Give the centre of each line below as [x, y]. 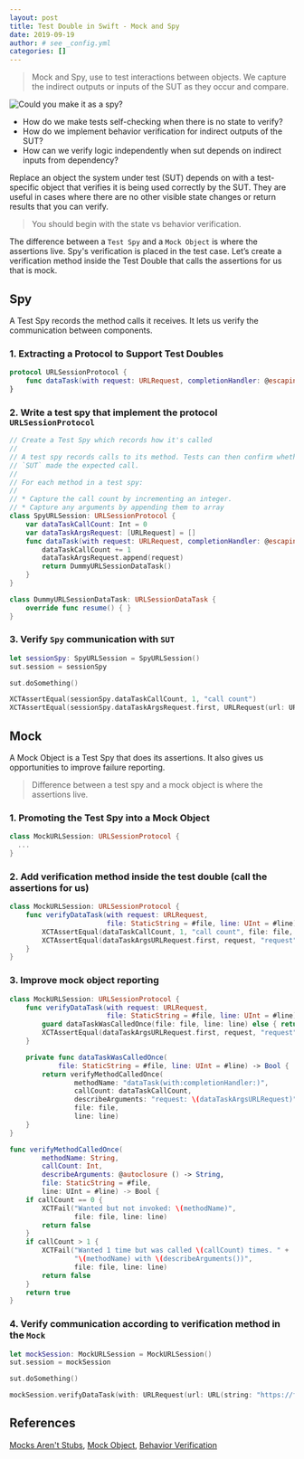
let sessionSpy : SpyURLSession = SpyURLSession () [105, 658]
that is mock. [33, 270]
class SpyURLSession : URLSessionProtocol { [93, 516]
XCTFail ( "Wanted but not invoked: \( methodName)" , [139, 1208]
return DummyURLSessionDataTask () [107, 566]
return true [48, 1293]
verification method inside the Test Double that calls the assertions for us [146, 261]
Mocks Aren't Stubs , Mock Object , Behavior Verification [113, 1445]
